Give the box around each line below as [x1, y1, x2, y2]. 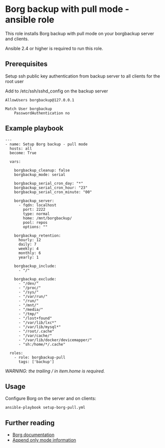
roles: [9, 351, 23, 356]
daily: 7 [18, 242, 37, 247]
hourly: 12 [18, 237, 41, 242]
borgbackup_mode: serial [14, 172, 66, 177]
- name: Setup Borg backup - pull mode [5, 142, 88, 147]
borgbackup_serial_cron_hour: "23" [14, 185, 88, 190]
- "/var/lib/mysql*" [18, 324, 61, 329]
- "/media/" [18, 307, 43, 312]
